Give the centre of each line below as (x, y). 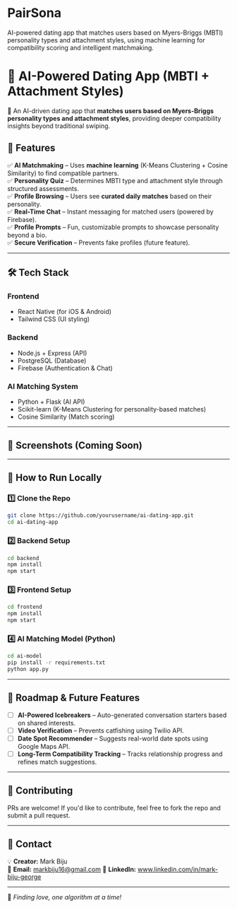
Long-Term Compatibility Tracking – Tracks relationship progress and (120, 754)
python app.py (28, 670)
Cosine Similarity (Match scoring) (66, 417)
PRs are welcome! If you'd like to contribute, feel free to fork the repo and (114, 808)
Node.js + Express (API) (52, 353)
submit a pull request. (39, 815)
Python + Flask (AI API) (51, 402)
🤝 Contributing (40, 791)
